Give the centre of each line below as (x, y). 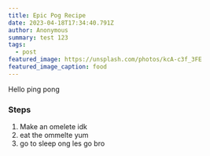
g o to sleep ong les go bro (62, 143)
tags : (17, 45)
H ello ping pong (34, 89)
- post (26, 52)
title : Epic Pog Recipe (47, 15)
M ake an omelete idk (53, 127)
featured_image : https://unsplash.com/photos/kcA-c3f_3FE (105, 60)
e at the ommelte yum (54, 136)
